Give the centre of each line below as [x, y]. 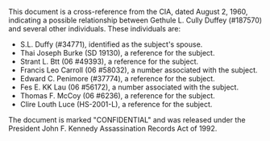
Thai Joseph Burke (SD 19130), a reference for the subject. [117, 53]
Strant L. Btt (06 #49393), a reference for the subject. [109, 61]
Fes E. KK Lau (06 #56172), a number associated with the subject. [129, 87]
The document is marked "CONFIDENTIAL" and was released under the [127, 120]
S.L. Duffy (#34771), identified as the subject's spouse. [111, 44]
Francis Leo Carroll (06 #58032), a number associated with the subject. [139, 70]
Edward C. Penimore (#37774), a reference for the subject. [117, 79]
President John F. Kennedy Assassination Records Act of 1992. [113, 129]
